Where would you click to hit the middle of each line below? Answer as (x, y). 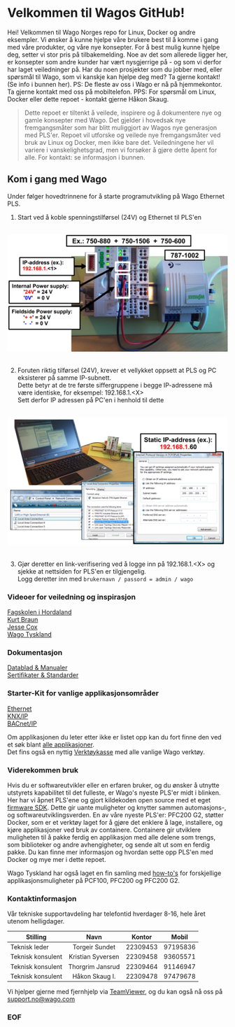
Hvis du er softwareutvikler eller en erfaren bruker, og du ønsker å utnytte (113, 786)
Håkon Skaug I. (94, 976)
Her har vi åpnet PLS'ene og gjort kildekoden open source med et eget (109, 800)
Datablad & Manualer (37, 668)
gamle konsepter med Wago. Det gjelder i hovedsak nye (105, 120)
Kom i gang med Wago (57, 179)
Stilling (36, 937)
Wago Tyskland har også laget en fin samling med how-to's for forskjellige (114, 873)
